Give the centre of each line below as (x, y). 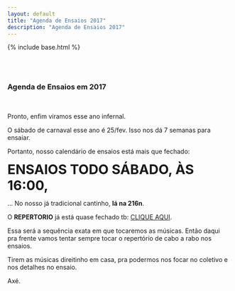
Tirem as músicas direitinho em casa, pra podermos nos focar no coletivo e (118, 259)
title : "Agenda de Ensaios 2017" (57, 21)
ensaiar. (19, 137)
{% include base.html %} (44, 48)
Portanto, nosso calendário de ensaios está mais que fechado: (99, 151)
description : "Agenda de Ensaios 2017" (66, 27)
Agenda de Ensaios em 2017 (57, 87)
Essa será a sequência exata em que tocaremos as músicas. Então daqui (114, 231)
